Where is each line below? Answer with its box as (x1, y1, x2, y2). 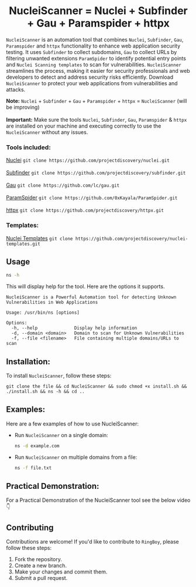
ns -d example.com (14, 442, 60, 449)
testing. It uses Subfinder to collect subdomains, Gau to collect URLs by (6, 48, 177, 55)
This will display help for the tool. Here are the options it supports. (6, 283, 165, 290)
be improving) (6, 103, 40, 110)
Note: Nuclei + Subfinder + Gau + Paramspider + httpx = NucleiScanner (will (6, 97, 187, 104)
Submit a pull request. (14, 575, 68, 582)
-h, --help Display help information (11, 325, 137, 331)
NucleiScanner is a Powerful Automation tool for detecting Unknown (6, 294, 177, 300)
